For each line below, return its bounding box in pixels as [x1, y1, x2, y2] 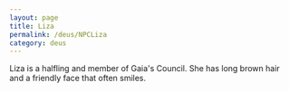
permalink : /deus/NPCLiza [9, 30, 107, 39]
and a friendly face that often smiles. [9, 73, 147, 84]
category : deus [9, 38, 67, 48]
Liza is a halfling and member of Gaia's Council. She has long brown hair [9, 63, 281, 74]
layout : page [9, 13, 59, 23]
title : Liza [9, 22, 54, 31]
